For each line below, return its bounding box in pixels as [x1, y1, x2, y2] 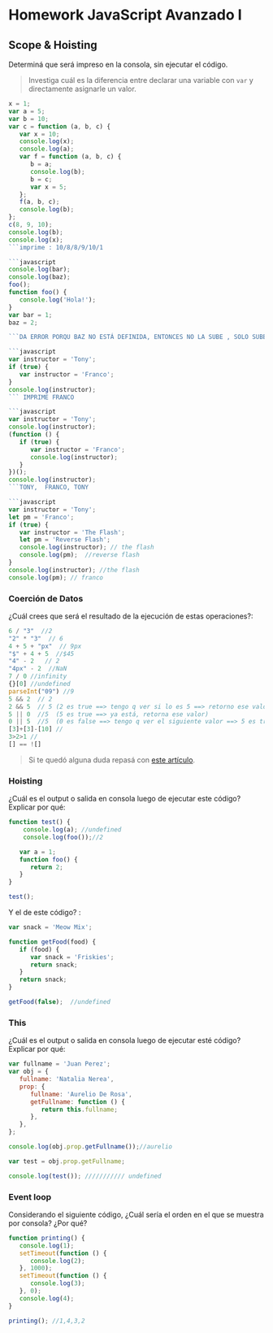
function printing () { [8, 1234, 85, 1242]
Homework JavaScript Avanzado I [8, 6, 242, 24]
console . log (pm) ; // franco [8, 573, 104, 582]
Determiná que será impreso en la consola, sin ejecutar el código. [8, 59, 228, 69]
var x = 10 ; [19, 130, 60, 138]
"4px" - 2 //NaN [8, 665, 67, 673]
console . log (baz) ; [8, 273, 71, 281]
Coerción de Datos [8, 593, 84, 604]
